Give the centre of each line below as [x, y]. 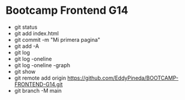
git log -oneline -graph [42, 65]
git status [26, 27]
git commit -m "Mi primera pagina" [57, 40]
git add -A [27, 46]
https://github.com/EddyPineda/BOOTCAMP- [123, 78]
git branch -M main [38, 90]
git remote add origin [40, 78]
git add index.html [37, 33]
